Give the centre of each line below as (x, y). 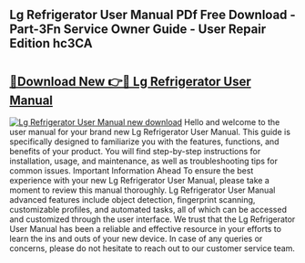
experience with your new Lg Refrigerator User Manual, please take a (140, 180)
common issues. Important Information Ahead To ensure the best (132, 171)
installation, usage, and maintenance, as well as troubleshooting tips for (144, 161)
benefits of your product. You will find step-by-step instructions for (135, 151)
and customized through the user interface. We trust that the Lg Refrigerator (152, 219)
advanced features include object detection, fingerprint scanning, (132, 200)
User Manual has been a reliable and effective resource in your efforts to (146, 229)
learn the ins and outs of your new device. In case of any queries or (136, 238)
